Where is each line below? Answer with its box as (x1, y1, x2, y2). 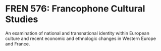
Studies (5, 13, 38, 25)
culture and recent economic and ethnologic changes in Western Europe (5, 35, 156, 41)
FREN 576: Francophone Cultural (5, 3, 145, 14)
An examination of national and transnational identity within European (5, 30, 150, 36)
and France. (5, 40, 30, 46)
